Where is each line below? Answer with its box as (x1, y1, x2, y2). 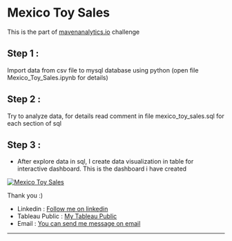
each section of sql (7, 119, 62, 127)
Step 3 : (7, 139, 41, 151)
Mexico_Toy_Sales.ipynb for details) (7, 73, 108, 81)
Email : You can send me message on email (17, 220, 141, 228)
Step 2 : (7, 93, 41, 105)
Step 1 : (7, 48, 39, 59)
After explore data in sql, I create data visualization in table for (17, 157, 194, 166)
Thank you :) (7, 191, 43, 200)
